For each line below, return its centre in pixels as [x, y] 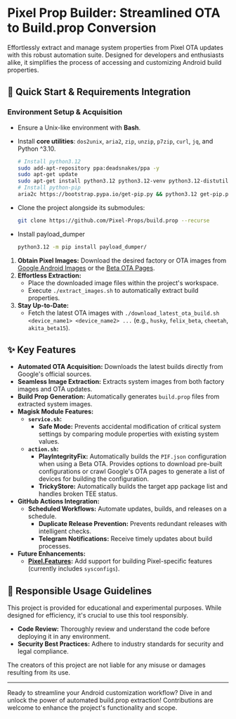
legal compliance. [43, 651]
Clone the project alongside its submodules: [81, 207]
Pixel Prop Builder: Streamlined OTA [114, 13]
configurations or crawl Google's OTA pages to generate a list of [131, 471]
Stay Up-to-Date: [43, 305]
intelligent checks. [65, 531]
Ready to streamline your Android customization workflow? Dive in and [110, 693]
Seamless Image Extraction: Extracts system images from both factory [121, 382]
